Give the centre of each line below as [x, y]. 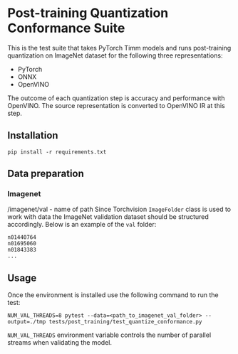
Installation [33, 135]
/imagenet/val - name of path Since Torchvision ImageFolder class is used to [119, 209]
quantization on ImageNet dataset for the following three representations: [115, 55]
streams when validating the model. [60, 343]
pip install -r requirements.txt [57, 152]
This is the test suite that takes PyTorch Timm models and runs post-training [119, 48]
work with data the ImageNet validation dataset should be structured [108, 217]
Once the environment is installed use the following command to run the [113, 295]
